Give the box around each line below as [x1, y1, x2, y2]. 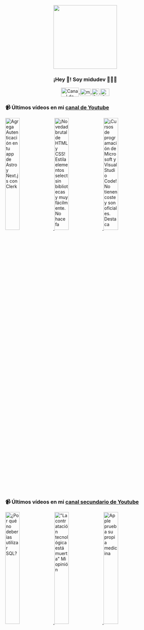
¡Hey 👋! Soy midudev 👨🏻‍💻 [53, 75, 118, 83]
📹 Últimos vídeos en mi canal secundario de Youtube [5, 498, 139, 505]
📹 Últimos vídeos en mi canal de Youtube [5, 104, 110, 111]
